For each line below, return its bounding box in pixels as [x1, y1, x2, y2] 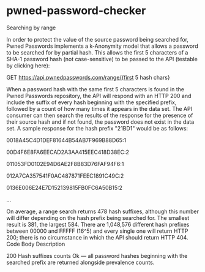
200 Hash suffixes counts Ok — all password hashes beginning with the [6, 252, 188, 259]
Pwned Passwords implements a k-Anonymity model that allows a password [6, 42, 198, 50]
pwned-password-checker [6, 4, 146, 18]
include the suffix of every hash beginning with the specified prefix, [6, 99, 177, 106]
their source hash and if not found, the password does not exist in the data [6, 118, 195, 126]
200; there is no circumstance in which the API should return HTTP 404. [6, 233, 188, 241]
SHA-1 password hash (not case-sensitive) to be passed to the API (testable [6, 55, 198, 62]
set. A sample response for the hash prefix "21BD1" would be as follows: [6, 124, 188, 132]
